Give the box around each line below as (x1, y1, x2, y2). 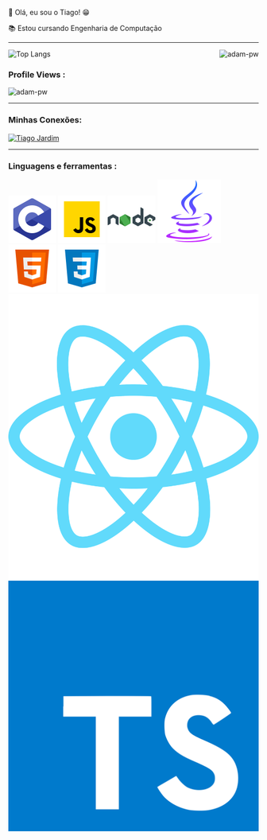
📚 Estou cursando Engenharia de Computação (8, 24, 163, 33)
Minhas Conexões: (8, 115, 82, 126)
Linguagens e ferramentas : (8, 161, 118, 172)
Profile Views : (8, 68, 66, 80)
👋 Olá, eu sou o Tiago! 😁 (8, 8, 90, 17)
